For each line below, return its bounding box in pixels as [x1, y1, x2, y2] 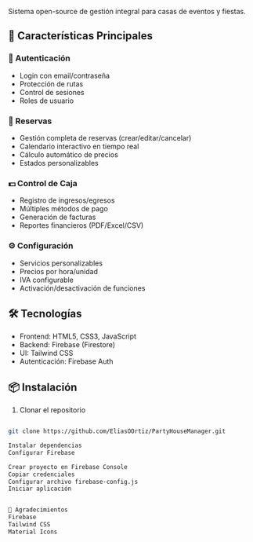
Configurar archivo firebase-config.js [8, 478, 139, 485]
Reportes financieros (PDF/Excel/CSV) [19, 221, 144, 230]
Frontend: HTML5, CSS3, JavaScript [19, 331, 137, 341]
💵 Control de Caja [8, 178, 78, 189]
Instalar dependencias [8, 441, 82, 450]
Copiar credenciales [8, 471, 76, 478]
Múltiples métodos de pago [19, 204, 108, 214]
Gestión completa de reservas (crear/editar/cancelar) [19, 133, 192, 142]
